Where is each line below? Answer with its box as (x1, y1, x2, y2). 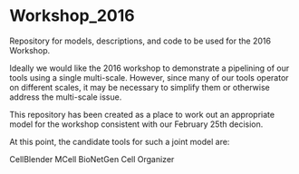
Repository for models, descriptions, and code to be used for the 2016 (9, 35, 272, 46)
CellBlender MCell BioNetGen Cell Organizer (9, 153, 175, 164)
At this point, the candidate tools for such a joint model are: (9, 136, 230, 147)
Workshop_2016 (9, 5, 135, 26)
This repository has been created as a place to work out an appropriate (9, 109, 275, 120)
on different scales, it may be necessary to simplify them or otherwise (9, 82, 270, 92)
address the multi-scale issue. (9, 92, 122, 102)
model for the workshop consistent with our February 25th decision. (9, 119, 264, 130)
